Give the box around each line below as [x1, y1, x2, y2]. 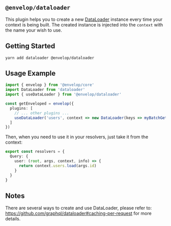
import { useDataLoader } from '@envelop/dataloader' [5, 92, 122, 97]
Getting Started [5, 42, 55, 50]
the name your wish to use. [5, 27, 63, 33]
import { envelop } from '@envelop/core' [5, 82, 95, 88]
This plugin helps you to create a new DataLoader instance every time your [5, 16, 163, 22]
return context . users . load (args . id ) [18, 163, 97, 168]
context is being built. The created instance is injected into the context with [5, 21, 163, 27]
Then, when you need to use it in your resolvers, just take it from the [5, 134, 149, 140]
